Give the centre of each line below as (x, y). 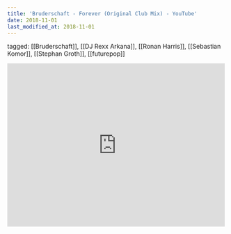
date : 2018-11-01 (32, 20)
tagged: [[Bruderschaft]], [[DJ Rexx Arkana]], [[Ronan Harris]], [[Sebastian (114, 47)
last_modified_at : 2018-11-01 (51, 26)
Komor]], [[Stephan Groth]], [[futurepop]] (66, 54)
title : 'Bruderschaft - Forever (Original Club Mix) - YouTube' (102, 14)
